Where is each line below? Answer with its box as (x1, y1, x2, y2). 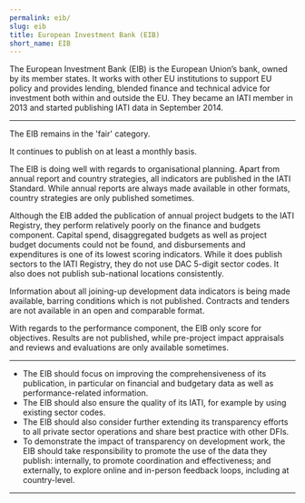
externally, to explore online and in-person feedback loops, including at (22, 465, 290, 476)
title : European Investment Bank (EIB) (9, 30, 161, 39)
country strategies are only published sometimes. (9, 193, 195, 204)
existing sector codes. (22, 407, 106, 418)
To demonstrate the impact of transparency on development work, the (22, 436, 286, 447)
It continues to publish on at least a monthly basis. (9, 146, 197, 157)
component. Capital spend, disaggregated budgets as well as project (9, 229, 268, 241)
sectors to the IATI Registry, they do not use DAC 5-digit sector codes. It (9, 258, 280, 269)
